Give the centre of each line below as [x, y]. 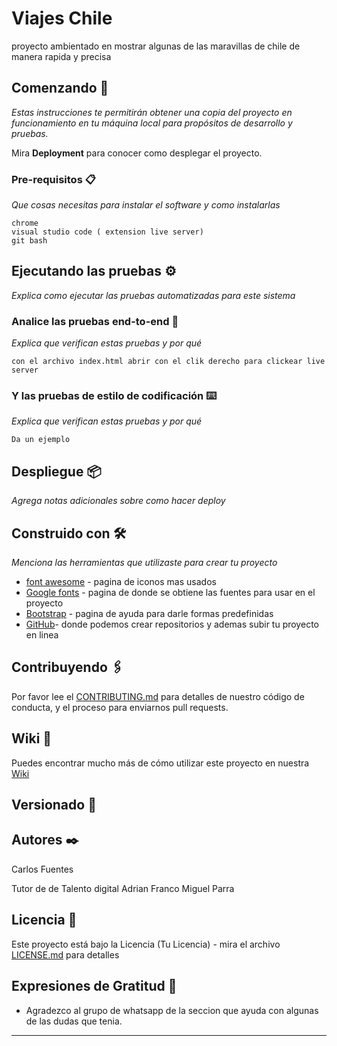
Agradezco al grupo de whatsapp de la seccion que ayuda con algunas [172, 1010]
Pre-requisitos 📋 [53, 179]
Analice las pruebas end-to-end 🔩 [95, 321]
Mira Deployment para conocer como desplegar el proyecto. [137, 153]
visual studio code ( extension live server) [107, 232]
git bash [29, 241]
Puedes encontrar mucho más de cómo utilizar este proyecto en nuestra [160, 763]
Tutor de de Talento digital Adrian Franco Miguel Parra [123, 888]
